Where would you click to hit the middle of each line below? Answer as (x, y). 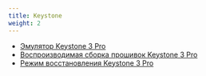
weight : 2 (25, 23)
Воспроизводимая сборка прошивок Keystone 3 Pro (109, 54)
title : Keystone (35, 16)
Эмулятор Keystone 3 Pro (63, 46)
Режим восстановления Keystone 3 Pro (87, 63)
